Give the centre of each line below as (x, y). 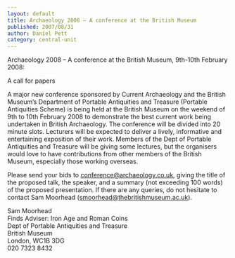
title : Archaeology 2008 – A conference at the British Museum (102, 20)
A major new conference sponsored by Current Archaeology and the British (117, 95)
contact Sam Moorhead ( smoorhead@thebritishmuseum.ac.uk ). (100, 198)
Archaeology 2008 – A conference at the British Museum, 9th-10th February (118, 60)
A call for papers (31, 81)
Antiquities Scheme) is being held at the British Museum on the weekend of (116, 109)
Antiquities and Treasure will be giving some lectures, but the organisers (112, 147)
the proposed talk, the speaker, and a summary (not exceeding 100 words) (115, 182)
